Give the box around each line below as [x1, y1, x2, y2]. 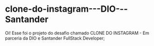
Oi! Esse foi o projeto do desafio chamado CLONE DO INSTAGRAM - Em [5, 30, 150, 36]
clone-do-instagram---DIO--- [5, 3, 128, 15]
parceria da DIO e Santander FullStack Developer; [5, 35, 105, 41]
